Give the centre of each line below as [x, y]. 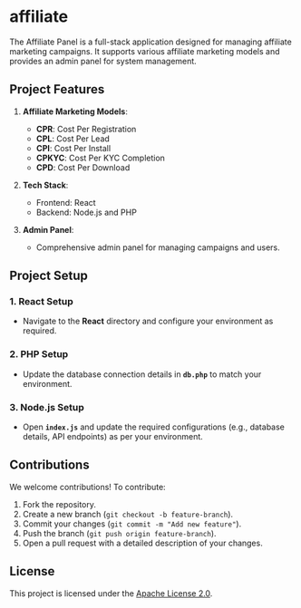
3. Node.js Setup [47, 407]
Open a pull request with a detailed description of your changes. [142, 543]
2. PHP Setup [39, 354]
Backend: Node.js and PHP [87, 212]
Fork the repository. [59, 504]
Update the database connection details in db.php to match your [142, 374]
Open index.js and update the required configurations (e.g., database [154, 427]
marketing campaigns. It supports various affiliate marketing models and [145, 51]
